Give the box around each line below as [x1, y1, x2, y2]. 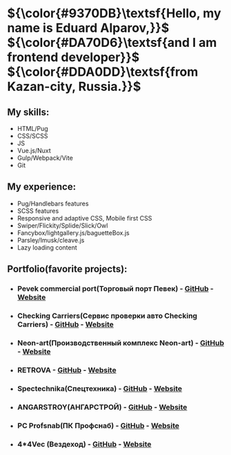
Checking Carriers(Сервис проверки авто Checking [17, 311, 198, 321]
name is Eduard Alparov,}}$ [7, 20, 170, 36]
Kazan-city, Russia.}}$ [7, 79, 141, 94]
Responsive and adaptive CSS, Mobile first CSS [17, 214, 152, 222]
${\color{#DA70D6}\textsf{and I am [7, 35, 217, 50]
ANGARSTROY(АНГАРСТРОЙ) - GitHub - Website [17, 402, 188, 412]
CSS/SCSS [17, 132, 48, 140]
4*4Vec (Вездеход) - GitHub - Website [17, 439, 152, 449]
